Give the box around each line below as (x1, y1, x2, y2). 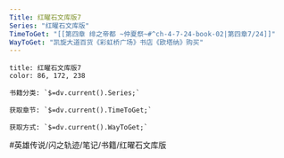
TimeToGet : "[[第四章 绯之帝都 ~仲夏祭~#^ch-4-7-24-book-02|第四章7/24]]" (9, 29, 276, 38)
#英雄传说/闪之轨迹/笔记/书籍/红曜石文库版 (9, 139, 167, 151)
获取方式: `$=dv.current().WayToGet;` (9, 123, 149, 132)
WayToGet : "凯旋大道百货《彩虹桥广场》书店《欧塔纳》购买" (9, 37, 204, 47)
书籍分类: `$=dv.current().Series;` (9, 89, 140, 98)
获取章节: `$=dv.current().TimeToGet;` (9, 106, 153, 115)
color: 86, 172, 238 (9, 72, 87, 81)
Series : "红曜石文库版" (9, 21, 89, 30)
